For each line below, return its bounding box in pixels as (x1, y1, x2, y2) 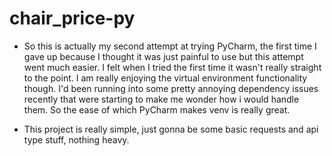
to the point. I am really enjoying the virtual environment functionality (23, 72, 308, 84)
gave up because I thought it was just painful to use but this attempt (23, 50, 304, 62)
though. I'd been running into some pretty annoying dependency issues (23, 82, 319, 94)
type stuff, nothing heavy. (23, 133, 130, 146)
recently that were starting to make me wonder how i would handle (23, 93, 300, 105)
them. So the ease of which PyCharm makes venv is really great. (23, 103, 291, 116)
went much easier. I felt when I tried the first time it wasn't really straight (23, 61, 322, 73)
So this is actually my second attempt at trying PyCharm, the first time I (23, 40, 317, 52)
